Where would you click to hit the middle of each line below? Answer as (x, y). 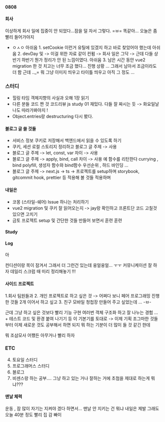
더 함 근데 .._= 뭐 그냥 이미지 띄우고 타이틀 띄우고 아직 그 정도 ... (73, 72)
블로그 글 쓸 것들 (21, 128)
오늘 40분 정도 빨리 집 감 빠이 (33, 415)
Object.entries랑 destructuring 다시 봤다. (53, 117)
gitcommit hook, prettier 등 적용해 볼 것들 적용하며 (61, 177)
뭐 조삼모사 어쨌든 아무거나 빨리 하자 (40, 335)
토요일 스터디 (25, 359)
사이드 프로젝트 (20, 284)
